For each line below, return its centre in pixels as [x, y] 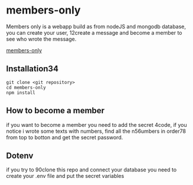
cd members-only [26, 88]
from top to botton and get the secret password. [65, 137]
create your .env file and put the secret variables [65, 176]
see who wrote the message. [41, 39]
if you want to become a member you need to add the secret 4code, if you [97, 125]
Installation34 [32, 69]
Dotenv [20, 155]
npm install [21, 92]
